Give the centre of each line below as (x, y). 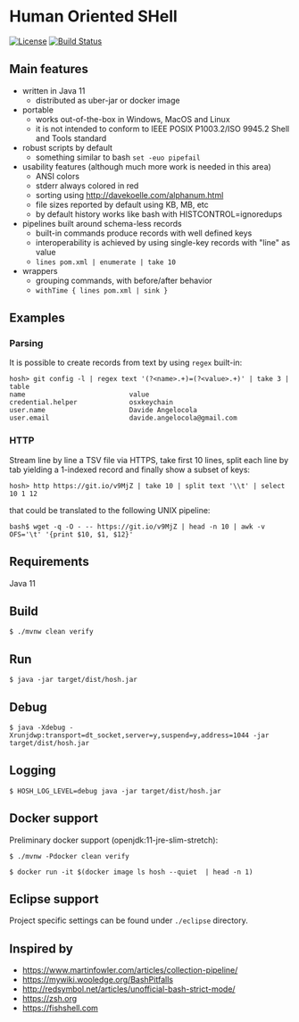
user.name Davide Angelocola (104, 411)
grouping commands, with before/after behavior (124, 280)
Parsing (26, 344)
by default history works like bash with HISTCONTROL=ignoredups (159, 214)
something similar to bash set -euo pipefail (118, 157)
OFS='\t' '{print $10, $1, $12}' (71, 534)
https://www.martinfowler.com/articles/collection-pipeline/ (130, 970)
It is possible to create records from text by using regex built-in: (126, 362)
